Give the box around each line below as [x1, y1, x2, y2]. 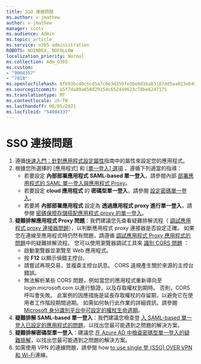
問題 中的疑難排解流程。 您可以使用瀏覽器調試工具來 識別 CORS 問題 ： [14, 240, 190, 247]
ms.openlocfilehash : [6, 81, 58, 87]
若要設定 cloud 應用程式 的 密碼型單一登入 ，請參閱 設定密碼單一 [23, 187, 182, 194]
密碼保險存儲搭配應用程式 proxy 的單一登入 [35, 210, 142, 217]
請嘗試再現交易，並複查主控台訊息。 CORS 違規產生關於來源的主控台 [23, 262, 194, 269]
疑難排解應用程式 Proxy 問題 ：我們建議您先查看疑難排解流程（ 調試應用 [14, 217, 191, 224]
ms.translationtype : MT [6, 92, 66, 98]
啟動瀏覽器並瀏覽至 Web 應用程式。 [23, 247, 112, 254]
